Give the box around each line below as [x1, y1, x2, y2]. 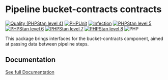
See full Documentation [5, 69, 55, 75]
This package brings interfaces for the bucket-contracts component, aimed [5, 35, 164, 42]
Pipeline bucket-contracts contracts [5, 4, 162, 15]
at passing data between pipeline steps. [5, 41, 89, 47]
